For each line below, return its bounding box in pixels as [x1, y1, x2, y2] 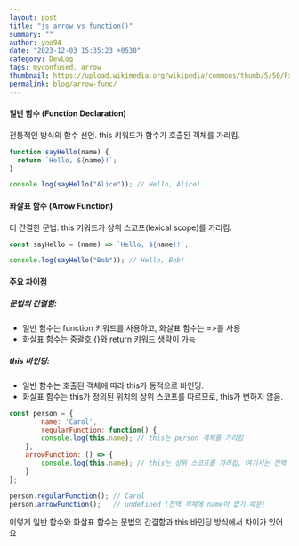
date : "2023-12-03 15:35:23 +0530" [9, 46, 141, 55]
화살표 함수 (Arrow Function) [9, 200, 114, 211]
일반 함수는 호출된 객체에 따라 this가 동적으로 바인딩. [21, 380, 205, 391]
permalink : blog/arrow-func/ [9, 79, 117, 88]
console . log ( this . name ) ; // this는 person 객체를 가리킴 [41, 434, 244, 443]
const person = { [9, 409, 74, 418]
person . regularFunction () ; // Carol [9, 492, 145, 500]
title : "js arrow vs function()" [9, 21, 133, 30]
